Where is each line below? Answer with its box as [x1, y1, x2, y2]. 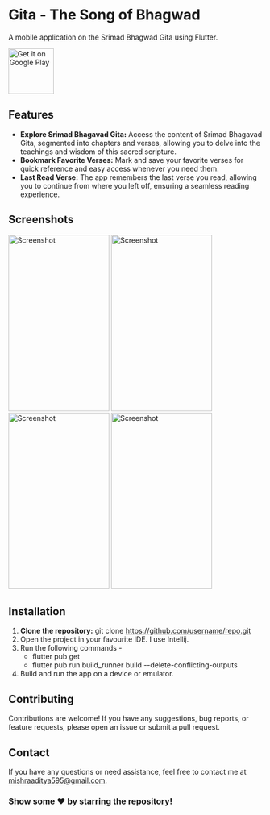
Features [8, 108, 54, 122]
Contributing [8, 692, 74, 706]
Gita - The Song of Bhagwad [8, 6, 201, 24]
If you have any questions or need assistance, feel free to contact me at [8, 767, 247, 776]
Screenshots [8, 213, 74, 227]
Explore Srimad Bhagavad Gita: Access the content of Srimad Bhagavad [19, 129, 263, 139]
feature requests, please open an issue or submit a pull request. [8, 722, 220, 732]
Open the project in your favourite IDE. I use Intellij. [19, 634, 189, 644]
